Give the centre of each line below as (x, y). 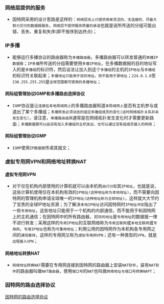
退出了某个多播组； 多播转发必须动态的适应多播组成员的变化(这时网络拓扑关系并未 (85, 112)
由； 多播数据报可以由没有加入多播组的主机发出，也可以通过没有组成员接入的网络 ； (84, 124)
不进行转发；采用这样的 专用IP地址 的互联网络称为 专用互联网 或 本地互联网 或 (83, 223)
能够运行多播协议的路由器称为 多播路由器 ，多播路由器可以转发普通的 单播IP (85, 57)
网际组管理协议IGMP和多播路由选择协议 (45, 94)
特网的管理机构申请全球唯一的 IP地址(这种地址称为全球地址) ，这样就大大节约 (86, 198)
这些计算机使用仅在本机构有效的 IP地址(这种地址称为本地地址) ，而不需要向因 (86, 192)
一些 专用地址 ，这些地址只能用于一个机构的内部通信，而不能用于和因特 (82, 210)
